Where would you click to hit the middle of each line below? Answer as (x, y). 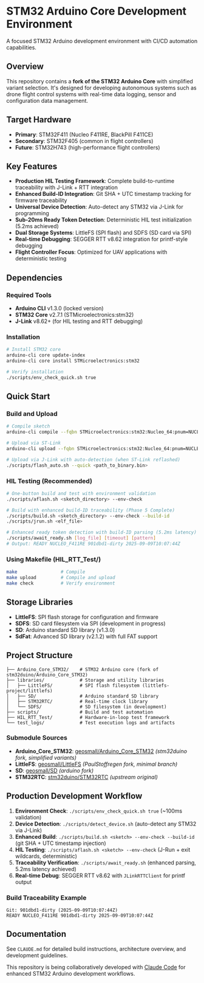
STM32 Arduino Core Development (97, 11)
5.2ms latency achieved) (46, 869)
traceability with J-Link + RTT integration (66, 187)
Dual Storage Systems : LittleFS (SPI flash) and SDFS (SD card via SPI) (103, 233)
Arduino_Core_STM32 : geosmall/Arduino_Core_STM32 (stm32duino (101, 751)
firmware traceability (41, 200)
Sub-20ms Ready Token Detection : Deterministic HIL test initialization (103, 220)
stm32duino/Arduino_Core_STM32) (47, 675)
